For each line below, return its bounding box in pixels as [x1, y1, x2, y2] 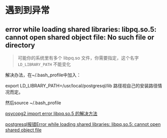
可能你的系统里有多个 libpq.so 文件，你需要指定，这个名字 [17, 55, 139, 61]
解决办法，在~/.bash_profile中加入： [5, 72, 81, 78]
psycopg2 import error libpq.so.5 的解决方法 [5, 111, 98, 116]
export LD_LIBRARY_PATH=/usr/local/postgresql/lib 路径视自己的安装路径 [5, 83, 158, 88]
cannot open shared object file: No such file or [5, 33, 154, 41]
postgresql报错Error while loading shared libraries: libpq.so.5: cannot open [5, 121, 161, 127]
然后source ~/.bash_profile [5, 100, 62, 106]
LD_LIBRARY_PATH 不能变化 [17, 61, 71, 67]
